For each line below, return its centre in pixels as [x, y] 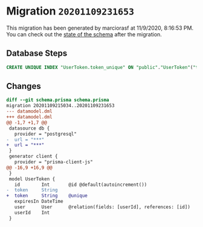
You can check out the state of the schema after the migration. [84, 34]
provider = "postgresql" [46, 134]
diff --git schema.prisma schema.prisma [58, 100]
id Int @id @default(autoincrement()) [81, 185]
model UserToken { [32, 179]
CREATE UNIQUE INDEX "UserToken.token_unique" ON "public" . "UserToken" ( [100, 67]
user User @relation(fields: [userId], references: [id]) [102, 207]
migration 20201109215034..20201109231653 [60, 106]
